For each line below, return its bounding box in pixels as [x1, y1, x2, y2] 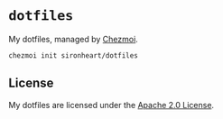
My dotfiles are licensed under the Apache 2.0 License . [8, 99, 214, 110]
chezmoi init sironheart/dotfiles [8, 50, 139, 60]
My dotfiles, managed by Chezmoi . [8, 33, 139, 44]
